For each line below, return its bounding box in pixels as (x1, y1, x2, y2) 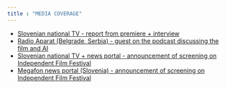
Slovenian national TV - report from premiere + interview (17, 29, 180, 38)
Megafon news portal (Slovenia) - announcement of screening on (17, 66, 205, 74)
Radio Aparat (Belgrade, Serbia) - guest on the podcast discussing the (17, 36, 219, 45)
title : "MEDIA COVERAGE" (7, 10, 82, 17)
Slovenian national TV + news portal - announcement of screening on (17, 51, 217, 60)
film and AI (17, 44, 49, 52)
